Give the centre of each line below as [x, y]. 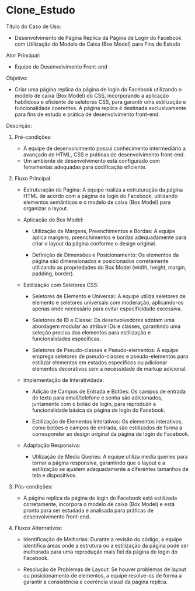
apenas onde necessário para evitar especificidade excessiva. [107, 309]
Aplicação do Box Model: [53, 220]
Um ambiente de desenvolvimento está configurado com [92, 160]
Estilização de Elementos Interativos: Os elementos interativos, [107, 421]
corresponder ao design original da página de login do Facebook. [111, 433]
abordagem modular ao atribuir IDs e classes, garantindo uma [106, 326]
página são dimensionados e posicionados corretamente [100, 261]
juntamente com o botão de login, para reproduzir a [94, 404]
